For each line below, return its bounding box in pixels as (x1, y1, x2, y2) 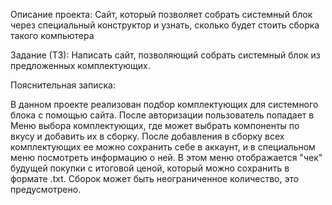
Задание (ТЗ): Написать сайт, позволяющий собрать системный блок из (10, 49, 321, 61)
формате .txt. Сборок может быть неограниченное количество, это (10, 173, 300, 184)
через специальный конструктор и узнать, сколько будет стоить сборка (10, 19, 320, 31)
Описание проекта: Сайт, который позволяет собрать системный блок (10, 9, 313, 20)
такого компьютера (10, 30, 95, 41)
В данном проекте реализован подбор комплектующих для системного (10, 99, 319, 110)
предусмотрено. (10, 184, 82, 195)
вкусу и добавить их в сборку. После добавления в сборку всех (10, 130, 285, 142)
